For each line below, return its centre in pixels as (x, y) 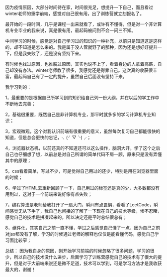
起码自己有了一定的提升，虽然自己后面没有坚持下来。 (73, 76)
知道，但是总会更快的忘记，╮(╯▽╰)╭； (48, 138)
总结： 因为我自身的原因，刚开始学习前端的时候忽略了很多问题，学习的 (78, 251)
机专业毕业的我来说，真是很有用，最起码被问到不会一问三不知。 (70, 30)
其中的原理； (18, 160)
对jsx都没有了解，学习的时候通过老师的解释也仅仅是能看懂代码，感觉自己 (80, 234)
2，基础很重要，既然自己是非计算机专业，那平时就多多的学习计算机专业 (78, 114)
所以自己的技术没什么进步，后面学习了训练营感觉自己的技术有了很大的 (85, 257)
